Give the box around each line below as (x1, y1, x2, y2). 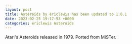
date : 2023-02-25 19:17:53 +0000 (5, 16, 74, 21)
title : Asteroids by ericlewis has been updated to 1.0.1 (5, 12, 127, 17)
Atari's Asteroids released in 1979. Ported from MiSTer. (5, 34, 117, 40)
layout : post (5, 7, 32, 12)
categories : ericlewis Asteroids (5, 21, 74, 26)
